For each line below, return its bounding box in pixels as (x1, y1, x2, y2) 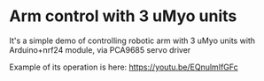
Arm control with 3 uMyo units (9, 6, 237, 26)
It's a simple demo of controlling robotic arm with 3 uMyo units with (9, 35, 255, 46)
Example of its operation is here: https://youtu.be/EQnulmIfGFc (9, 62, 238, 72)
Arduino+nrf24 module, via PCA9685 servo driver (9, 44, 191, 55)
